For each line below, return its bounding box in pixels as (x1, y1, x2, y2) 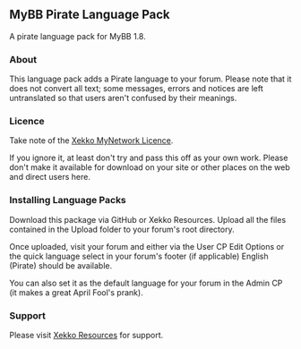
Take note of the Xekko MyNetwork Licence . (9, 135, 174, 146)
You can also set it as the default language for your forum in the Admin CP (9, 277, 283, 288)
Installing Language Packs (9, 194, 127, 207)
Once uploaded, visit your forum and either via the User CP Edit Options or (9, 241, 285, 251)
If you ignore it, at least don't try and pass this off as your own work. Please (9, 152, 288, 164)
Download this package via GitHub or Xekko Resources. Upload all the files (9, 214, 287, 225)
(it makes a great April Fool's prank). (9, 286, 143, 298)
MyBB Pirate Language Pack (9, 7, 170, 22)
